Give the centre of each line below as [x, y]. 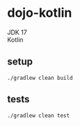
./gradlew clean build [40, 78]
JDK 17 [17, 32]
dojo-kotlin [40, 13]
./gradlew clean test [39, 115]
